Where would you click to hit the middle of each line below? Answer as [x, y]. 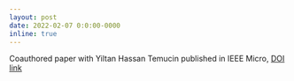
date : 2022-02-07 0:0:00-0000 [65, 26]
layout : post [33, 17]
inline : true [33, 33]
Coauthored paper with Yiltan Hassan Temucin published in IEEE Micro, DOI [147, 59]
